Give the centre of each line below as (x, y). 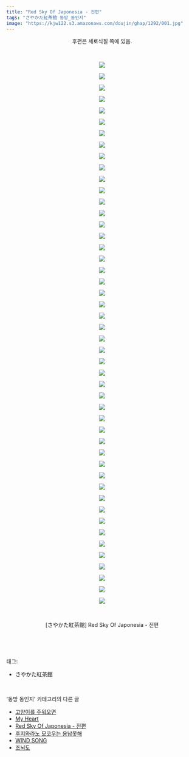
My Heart (27, 719)
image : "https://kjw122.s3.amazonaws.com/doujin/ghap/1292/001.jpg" (95, 23)
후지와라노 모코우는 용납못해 (49, 734)
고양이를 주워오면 (36, 712)
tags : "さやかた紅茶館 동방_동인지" (46, 18)
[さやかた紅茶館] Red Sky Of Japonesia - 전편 (102, 625)
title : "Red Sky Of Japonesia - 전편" (54, 12)
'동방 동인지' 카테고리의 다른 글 (43, 699)
